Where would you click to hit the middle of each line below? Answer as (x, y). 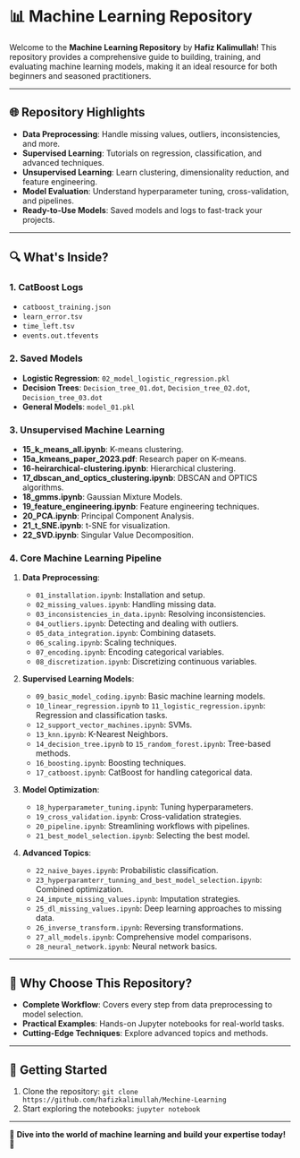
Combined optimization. (79, 889)
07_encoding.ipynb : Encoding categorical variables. (130, 652)
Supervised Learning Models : (78, 679)
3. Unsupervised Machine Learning (87, 430)
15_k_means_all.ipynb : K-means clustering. (103, 450)
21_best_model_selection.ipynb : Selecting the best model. (143, 836)
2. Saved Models (46, 358)
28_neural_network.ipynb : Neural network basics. (126, 947)
